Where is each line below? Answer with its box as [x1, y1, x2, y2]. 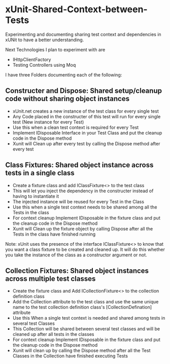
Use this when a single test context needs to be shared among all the [12, 204, 157, 210]
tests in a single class [5, 169, 75, 177]
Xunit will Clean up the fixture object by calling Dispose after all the [12, 225, 153, 231]
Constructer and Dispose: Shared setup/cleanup [5, 87, 162, 95]
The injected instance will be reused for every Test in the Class [12, 198, 145, 204]
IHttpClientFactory [12, 56, 51, 62]
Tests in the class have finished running [12, 231, 96, 237]
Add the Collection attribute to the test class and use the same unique [12, 299, 159, 305]
